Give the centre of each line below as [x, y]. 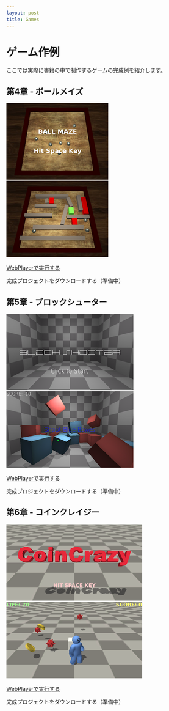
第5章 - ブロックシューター [57, 302]
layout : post [23, 13]
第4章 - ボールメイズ [45, 91]
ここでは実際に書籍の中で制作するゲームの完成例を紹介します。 [86, 70]
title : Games [23, 19]
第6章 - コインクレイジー [53, 513]
